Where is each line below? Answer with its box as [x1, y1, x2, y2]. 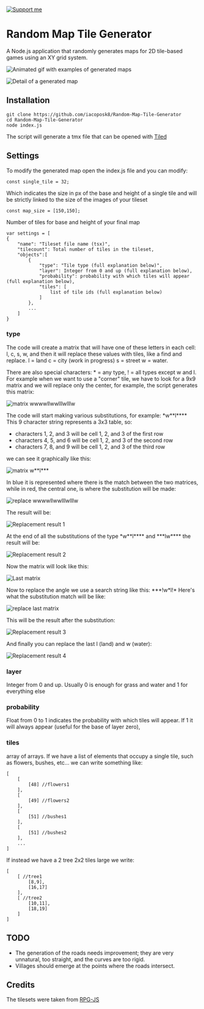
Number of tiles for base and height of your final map [6, 218, 140, 226]
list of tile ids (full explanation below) [49, 289, 163, 295]
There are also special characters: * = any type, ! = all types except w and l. [6, 369, 197, 376]
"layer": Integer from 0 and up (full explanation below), [38, 268, 192, 274]
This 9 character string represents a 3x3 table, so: [6, 418, 133, 425]
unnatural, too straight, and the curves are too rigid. [15, 955, 145, 963]
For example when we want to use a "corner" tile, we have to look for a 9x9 [6, 375, 196, 382]
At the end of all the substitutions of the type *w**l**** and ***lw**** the [6, 532, 191, 540]
